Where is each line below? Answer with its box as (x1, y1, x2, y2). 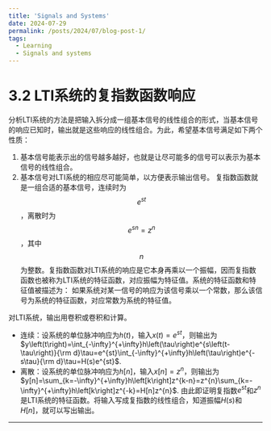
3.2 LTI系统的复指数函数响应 (8, 86, 196, 105)
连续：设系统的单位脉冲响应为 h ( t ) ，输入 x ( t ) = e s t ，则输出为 (19, 328, 218, 340)
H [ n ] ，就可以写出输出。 (19, 405, 99, 416)
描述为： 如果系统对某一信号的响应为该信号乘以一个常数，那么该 (41, 286, 256, 295)
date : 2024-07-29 (8, 19, 67, 27)
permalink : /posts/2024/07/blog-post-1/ (8, 27, 147, 35)
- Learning (15, 42, 52, 50)
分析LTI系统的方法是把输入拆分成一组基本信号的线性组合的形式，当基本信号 (8, 115, 259, 124)
